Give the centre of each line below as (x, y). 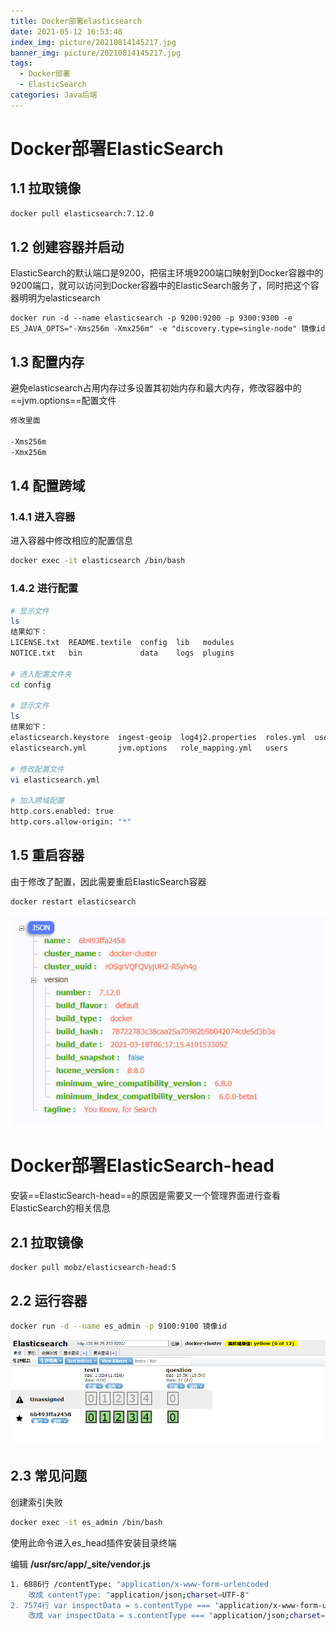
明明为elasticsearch (59, 298)
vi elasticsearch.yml (55, 780)
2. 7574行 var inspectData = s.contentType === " (115, 1605)
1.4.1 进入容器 (43, 517)
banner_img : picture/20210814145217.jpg (96, 53)
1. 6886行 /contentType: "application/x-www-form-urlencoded (139, 1584)
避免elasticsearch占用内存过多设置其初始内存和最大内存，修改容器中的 (156, 388)
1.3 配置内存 (47, 361)
